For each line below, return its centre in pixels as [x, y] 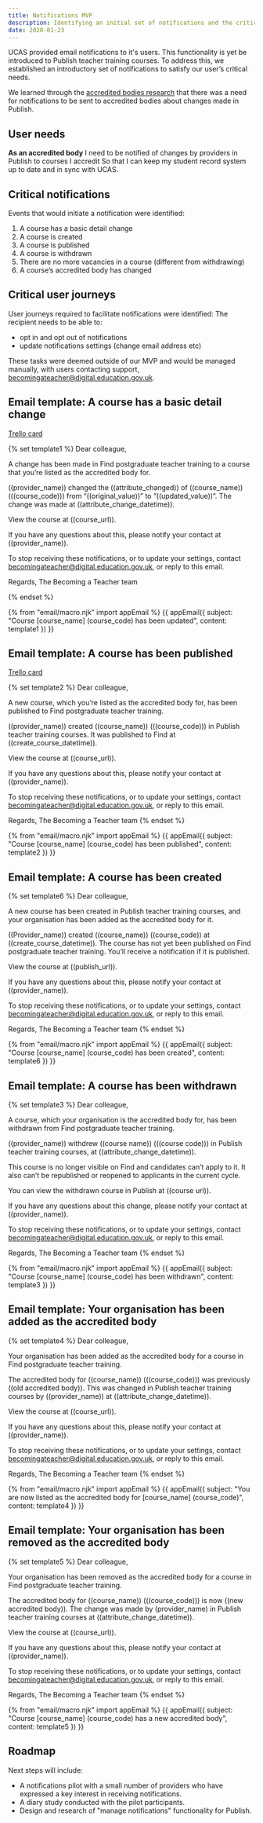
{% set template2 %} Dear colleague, [68, 687]
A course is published [54, 245]
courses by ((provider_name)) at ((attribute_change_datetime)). [110, 1396]
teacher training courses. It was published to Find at [92, 734]
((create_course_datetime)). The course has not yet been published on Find [130, 943]
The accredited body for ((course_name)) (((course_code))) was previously [129, 1379]
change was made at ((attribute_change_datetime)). [91, 504]
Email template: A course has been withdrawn [122, 1086]
